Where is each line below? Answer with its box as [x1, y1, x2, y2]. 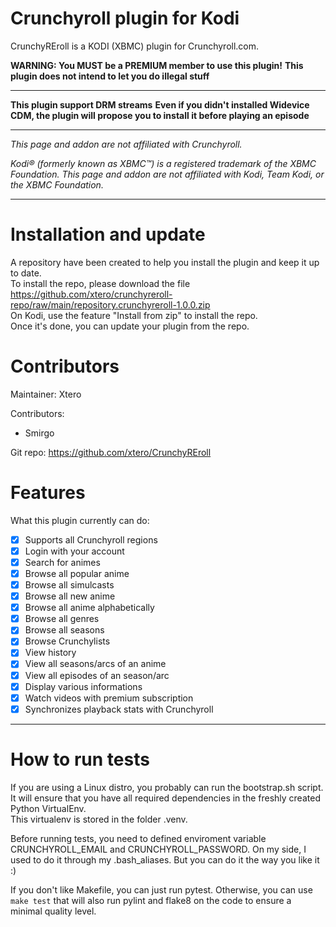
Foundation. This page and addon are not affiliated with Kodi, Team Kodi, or [10, 168, 325, 180]
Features [10, 482, 86, 504]
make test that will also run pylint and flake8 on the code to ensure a [10, 894, 292, 906]
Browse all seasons [24, 624, 105, 636]
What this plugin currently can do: [10, 514, 150, 526]
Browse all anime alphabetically [24, 602, 155, 614]
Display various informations [24, 680, 143, 692]
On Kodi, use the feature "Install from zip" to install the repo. [10, 309, 258, 321]
